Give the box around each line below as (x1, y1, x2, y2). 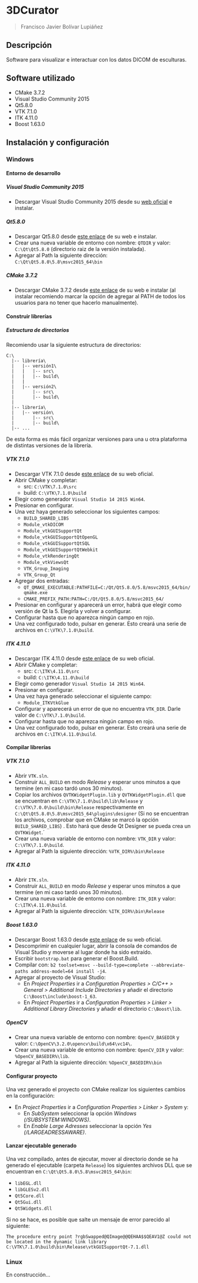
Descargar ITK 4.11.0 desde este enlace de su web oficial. (14, 655, 155, 662)
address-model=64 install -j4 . (30, 968, 107, 975)
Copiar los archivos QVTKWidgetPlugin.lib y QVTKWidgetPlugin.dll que (14, 791, 186, 798)
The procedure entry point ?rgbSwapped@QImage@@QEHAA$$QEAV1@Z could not (6, 1233, 192, 1240)
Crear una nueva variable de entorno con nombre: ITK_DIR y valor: (14, 895, 176, 902)
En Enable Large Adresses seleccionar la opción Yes (23, 1122, 152, 1129)
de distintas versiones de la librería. (6, 441, 93, 449)
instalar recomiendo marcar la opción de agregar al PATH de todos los (14, 293, 186, 300)
